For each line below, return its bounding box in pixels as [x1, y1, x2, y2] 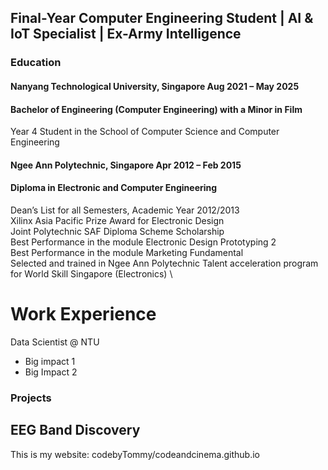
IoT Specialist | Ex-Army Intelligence [10, 26, 242, 43]
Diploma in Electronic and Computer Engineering [10, 182, 218, 194]
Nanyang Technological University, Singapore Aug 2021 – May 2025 [10, 80, 300, 92]
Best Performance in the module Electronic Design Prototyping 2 [10, 236, 277, 248]
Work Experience [10, 303, 157, 326]
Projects [10, 391, 52, 405]
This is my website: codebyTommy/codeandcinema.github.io [10, 448, 260, 460]
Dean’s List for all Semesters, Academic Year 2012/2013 [10, 204, 240, 216]
